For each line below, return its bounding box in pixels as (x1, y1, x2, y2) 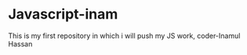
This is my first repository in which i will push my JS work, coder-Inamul (8, 31, 241, 40)
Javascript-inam (8, 5, 118, 23)
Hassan (8, 39, 33, 48)
